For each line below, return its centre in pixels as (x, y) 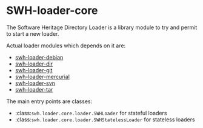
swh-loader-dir (34, 64)
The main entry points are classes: (49, 101)
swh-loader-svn (35, 83)
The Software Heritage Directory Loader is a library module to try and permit (102, 27)
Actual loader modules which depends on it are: (66, 45)
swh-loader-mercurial (42, 76)
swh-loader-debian (39, 57)
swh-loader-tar (34, 89)
